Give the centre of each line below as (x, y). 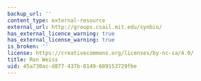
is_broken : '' (28, 46)
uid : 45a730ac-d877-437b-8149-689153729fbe (72, 66)
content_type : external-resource (56, 20)
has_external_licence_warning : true (61, 33)
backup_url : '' (30, 14)
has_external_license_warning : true (61, 40)
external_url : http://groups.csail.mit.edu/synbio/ (85, 27)
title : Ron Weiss (33, 60)
